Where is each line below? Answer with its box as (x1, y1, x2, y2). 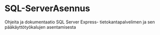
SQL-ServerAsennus (4, 3, 90, 14)
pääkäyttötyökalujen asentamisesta (4, 24, 77, 30)
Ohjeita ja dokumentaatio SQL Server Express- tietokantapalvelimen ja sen (4, 19, 155, 25)
